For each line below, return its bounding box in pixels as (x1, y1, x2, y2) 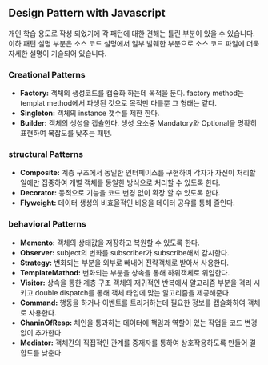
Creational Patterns (8, 69, 86, 80)
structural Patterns (8, 149, 84, 160)
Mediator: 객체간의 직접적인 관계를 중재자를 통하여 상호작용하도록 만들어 (19, 338, 248, 347)
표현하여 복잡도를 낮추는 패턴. (19, 128, 113, 138)
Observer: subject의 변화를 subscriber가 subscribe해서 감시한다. (19, 247, 230, 257)
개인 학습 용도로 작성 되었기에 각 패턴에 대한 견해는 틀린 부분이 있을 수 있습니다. (8, 28, 256, 38)
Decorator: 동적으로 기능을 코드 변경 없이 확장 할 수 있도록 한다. (19, 188, 221, 198)
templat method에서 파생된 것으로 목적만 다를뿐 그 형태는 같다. (19, 98, 218, 108)
